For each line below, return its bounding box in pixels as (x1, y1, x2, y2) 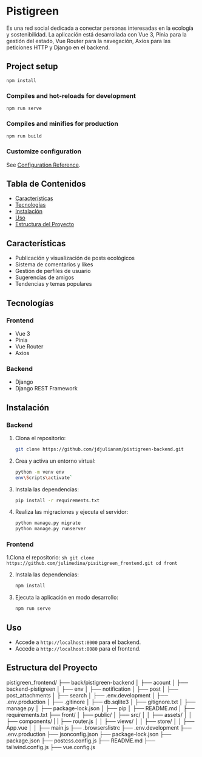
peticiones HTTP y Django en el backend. (6, 44, 110, 51)
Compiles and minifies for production (6, 119, 118, 128)
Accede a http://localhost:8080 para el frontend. (15, 645, 141, 652)
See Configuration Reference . (6, 161, 81, 168)
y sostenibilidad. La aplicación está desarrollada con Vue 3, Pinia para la (6, 30, 187, 38)
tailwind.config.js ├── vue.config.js (6, 743, 96, 750)
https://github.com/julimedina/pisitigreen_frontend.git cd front (6, 561, 178, 567)
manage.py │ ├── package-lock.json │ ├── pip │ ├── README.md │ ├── (6, 704, 195, 712)
